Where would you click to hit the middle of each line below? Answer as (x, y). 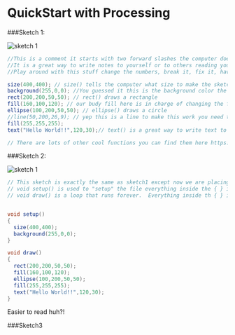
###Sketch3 (25, 326)
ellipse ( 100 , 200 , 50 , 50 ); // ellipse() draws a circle (87, 111)
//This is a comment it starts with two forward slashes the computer (112, 59)
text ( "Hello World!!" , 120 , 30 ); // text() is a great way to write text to (117, 130)
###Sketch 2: (27, 156)
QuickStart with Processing (89, 13)
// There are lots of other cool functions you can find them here (108, 143)
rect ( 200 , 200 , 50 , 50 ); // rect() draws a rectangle (83, 97)
